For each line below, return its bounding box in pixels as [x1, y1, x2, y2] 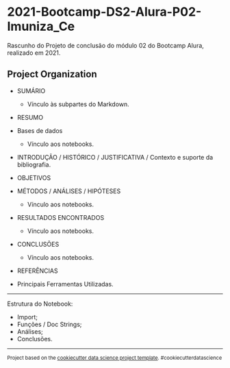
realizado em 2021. [7, 49, 61, 57]
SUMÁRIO [16, 86, 46, 95]
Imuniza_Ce [7, 19, 75, 34]
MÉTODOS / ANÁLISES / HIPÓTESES [16, 186, 121, 195]
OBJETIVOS [16, 173, 51, 182]
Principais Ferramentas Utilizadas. [16, 280, 114, 288]
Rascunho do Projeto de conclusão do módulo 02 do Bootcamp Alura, [7, 41, 204, 49]
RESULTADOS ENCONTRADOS [16, 213, 105, 221]
